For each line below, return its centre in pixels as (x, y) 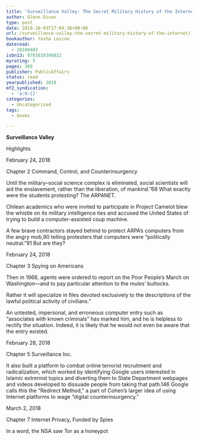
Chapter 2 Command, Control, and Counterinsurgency (72, 172)
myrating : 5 (21, 61)
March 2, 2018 (24, 408)
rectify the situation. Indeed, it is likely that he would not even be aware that (98, 325)
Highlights (19, 149)
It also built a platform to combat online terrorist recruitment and (84, 366)
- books (21, 115)
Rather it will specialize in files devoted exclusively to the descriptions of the (99, 295)
